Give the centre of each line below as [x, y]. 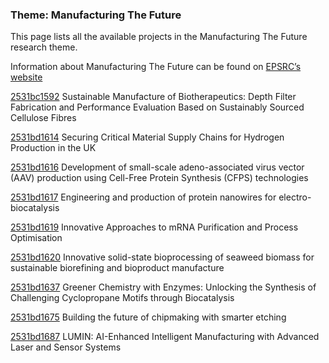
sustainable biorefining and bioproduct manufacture [117, 268]
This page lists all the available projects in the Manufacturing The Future [159, 37]
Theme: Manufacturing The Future [96, 15]
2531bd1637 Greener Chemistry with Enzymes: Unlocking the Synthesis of [163, 287]
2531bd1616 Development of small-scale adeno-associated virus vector [157, 167]
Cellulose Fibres [43, 118]
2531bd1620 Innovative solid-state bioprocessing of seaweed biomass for [162, 257]
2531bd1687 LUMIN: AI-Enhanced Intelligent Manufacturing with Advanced [165, 337]
